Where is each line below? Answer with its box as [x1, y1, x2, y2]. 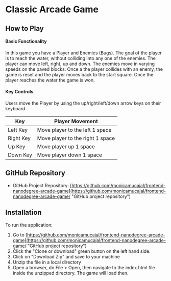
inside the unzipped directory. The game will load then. [12, 270, 129, 276]
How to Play [5, 24, 44, 33]
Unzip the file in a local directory [12, 259, 82, 265]
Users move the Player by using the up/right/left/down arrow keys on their [5, 100, 161, 106]
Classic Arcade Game [5, 4, 99, 15]
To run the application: [5, 222, 53, 228]
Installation [5, 208, 42, 217]
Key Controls [5, 89, 34, 95]
